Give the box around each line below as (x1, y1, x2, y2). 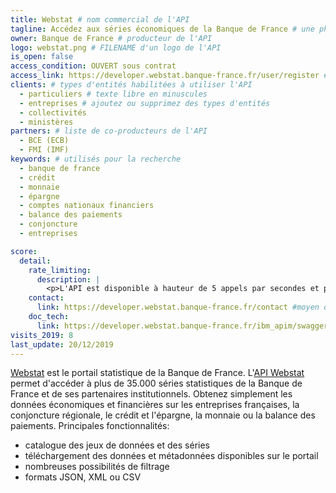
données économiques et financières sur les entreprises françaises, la (10, 399, 300, 411)
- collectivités (19, 107, 87, 118)
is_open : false (10, 52, 74, 62)
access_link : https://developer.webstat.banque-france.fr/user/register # (10, 71, 329, 81)
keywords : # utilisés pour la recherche (10, 154, 182, 164)
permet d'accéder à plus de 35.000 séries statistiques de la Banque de (10, 377, 303, 390)
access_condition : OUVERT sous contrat (10, 61, 177, 71)
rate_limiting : (28, 265, 92, 275)
